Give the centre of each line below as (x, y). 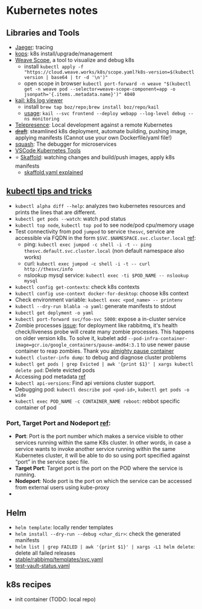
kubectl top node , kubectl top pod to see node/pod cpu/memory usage (105, 225)
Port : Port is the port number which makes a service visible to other (99, 436)
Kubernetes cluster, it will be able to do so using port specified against (102, 455)
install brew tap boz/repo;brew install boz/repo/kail (91, 107)
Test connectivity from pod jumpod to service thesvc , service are (95, 231)
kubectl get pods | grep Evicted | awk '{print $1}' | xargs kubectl (104, 364)
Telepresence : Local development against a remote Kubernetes (94, 125)
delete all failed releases (45, 553)
